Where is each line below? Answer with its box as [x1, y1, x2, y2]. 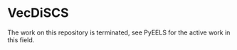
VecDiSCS [7, 5, 69, 21]
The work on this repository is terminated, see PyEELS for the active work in [7, 28, 231, 37]
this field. [7, 35, 35, 44]
